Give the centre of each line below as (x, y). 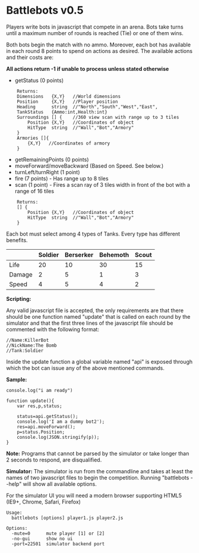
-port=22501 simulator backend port (58, 544)
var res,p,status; (40, 406)
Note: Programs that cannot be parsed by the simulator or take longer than (98, 453)
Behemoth (114, 254)
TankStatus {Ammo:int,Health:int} (62, 112)
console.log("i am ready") (40, 390)
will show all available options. (60, 484)
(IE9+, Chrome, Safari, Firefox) (44, 502)
